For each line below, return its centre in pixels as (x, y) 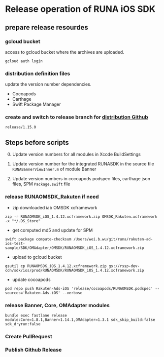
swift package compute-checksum (38, 239)
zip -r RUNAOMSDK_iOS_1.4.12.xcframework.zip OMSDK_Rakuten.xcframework (81, 217)
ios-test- (15, 243)
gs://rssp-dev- (124, 266)
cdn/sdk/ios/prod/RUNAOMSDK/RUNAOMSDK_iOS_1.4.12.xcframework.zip (75, 270)
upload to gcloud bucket (37, 257)
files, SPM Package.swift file (41, 184)
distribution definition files (38, 74)
